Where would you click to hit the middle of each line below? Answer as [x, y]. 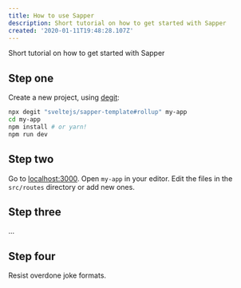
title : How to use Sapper [51, 16]
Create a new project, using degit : [64, 97]
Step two [31, 159]
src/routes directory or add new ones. [72, 187]
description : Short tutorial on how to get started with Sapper [117, 23]
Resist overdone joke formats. [57, 275]
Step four [32, 256]
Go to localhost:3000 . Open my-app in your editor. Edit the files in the [120, 178]
